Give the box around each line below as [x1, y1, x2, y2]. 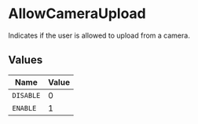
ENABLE [12, 104, 37, 112]
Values [8, 53, 43, 67]
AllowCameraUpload [8, 5, 147, 23]
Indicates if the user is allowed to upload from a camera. [8, 31, 190, 40]
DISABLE [12, 91, 41, 100]
